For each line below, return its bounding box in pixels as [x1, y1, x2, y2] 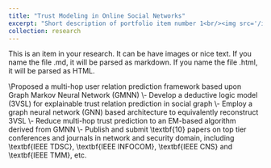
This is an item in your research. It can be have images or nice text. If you [8, 49, 252, 59]
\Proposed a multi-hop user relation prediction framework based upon [8, 82, 242, 91]
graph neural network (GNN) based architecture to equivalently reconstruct [8, 107, 259, 117]
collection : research [8, 27, 81, 35]
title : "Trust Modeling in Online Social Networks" [8, 11, 186, 20]
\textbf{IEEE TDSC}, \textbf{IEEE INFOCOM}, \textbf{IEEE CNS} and [8, 142, 233, 152]
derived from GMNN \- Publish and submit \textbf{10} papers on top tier [8, 124, 247, 134]
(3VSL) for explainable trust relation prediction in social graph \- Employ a [8, 99, 252, 109]
